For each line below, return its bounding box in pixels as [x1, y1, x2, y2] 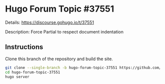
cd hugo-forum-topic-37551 [5, 69, 60, 75]
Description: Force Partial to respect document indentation [5, 29, 124, 34]
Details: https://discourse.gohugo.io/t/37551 [5, 19, 94, 25]
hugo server [5, 74, 29, 79]
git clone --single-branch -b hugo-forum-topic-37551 [5, 65, 118, 70]
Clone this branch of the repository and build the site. [5, 56, 113, 62]
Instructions [5, 43, 43, 51]
